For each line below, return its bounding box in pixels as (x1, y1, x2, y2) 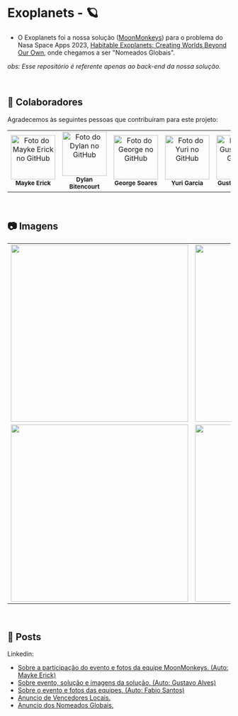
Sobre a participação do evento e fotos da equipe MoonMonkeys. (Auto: (17, 664, 229, 672)
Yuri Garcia (171, 179, 204, 187)
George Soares (114, 179, 158, 187)
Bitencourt (69, 182, 101, 191)
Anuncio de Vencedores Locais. (17, 693, 111, 702)
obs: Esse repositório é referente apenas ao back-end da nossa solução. (7, 62, 221, 70)
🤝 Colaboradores (7, 96, 84, 108)
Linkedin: (7, 649, 34, 659)
